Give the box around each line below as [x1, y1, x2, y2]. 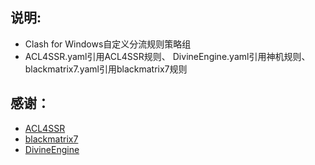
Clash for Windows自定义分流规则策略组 [24, 38, 192, 50]
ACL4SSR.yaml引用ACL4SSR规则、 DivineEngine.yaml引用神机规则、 [24, 50, 311, 62]
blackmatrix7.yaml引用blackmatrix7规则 [24, 63, 188, 75]
